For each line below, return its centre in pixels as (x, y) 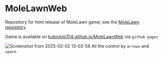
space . (11, 51)
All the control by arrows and (120, 46)
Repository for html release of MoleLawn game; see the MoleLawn (72, 22)
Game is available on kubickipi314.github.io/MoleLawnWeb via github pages (82, 37)
